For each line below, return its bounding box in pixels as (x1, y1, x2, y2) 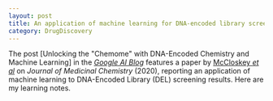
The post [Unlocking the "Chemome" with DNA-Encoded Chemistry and (8, 49, 249, 59)
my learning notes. (8, 83, 71, 93)
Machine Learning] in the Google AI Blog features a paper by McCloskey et (8, 57, 259, 67)
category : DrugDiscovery (8, 27, 93, 35)
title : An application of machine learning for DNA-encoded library (8, 19, 245, 27)
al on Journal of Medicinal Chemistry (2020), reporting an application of (8, 66, 250, 76)
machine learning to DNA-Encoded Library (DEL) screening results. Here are (8, 74, 264, 85)
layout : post (8, 11, 53, 20)
